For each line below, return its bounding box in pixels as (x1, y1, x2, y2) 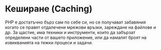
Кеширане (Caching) (5, 3, 92, 14)
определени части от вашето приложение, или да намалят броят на (5, 35, 147, 40)
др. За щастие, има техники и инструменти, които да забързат (5, 29, 135, 35)
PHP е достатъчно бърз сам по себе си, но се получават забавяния (5, 19, 146, 25)
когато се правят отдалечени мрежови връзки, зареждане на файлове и (5, 24, 157, 30)
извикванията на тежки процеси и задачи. (5, 39, 93, 45)
